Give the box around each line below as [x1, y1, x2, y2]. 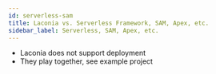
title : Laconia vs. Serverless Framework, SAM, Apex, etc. [8, 19, 210, 27]
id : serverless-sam [8, 11, 74, 20]
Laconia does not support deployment [19, 49, 146, 58]
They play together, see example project [19, 56, 154, 66]
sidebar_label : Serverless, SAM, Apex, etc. [8, 26, 159, 34]
